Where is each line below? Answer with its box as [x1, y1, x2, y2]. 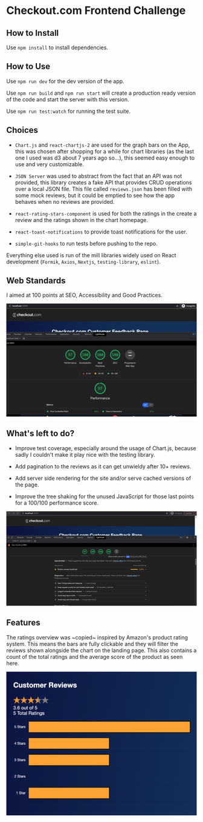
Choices [6, 125, 38, 135]
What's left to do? [6, 428, 75, 439]
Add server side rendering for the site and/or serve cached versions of [14, 474, 192, 482]
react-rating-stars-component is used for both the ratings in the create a [14, 210, 197, 217]
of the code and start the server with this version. [6, 95, 129, 103]
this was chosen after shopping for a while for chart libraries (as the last [14, 147, 195, 155]
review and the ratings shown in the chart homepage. [14, 216, 148, 223]
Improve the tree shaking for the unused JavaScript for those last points [14, 493, 195, 500]
